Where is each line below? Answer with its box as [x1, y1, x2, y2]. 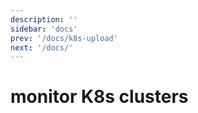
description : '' [10, 14, 78, 25]
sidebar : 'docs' [10, 24, 78, 34]
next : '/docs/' [10, 42, 74, 53]
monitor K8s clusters [10, 86, 189, 108]
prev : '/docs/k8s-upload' [10, 33, 118, 43]
